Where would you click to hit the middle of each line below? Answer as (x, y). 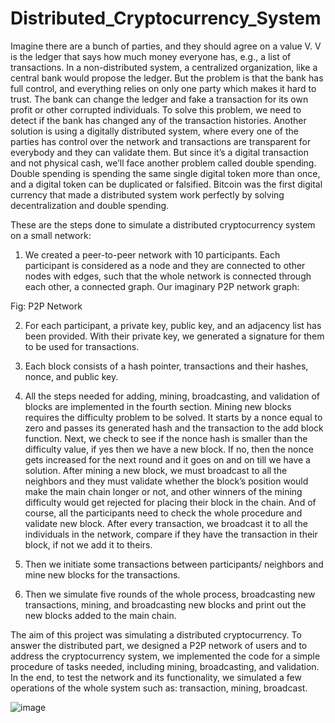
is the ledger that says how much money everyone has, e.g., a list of (151, 56)
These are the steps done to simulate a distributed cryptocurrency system (163, 224)
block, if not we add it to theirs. (88, 544)
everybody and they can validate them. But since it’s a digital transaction (159, 152)
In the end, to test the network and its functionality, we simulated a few (156, 677)
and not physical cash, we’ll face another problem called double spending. (163, 163)
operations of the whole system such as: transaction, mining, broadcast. (159, 688)
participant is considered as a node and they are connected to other (165, 265)
